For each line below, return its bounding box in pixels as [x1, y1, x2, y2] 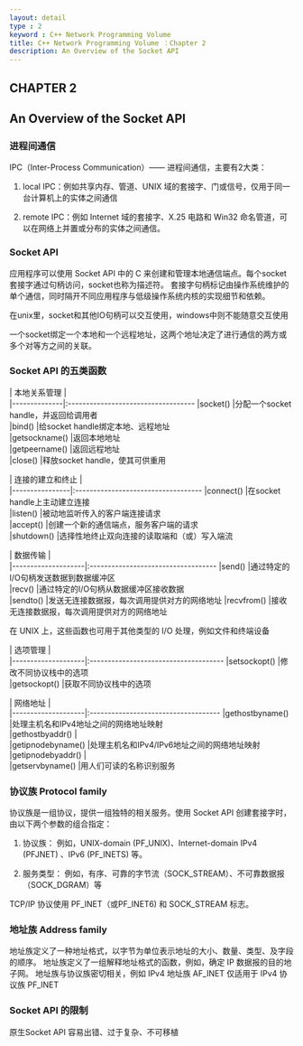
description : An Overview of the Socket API [9, 47, 179, 56]
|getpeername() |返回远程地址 [9, 444, 120, 454]
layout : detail [9, 13, 67, 23]
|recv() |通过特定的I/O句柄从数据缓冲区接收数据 [9, 584, 185, 594]
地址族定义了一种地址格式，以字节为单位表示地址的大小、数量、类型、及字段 [9, 946, 294, 957]
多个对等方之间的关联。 [9, 340, 96, 350]
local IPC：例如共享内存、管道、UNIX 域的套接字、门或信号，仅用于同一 [22, 182, 291, 192]
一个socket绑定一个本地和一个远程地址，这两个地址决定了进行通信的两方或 [9, 329, 287, 340]
